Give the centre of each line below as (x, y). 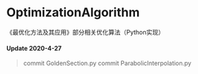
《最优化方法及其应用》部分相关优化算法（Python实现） (86, 32)
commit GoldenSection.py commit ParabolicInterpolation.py (107, 63)
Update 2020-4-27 (34, 48)
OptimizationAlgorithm (73, 13)
